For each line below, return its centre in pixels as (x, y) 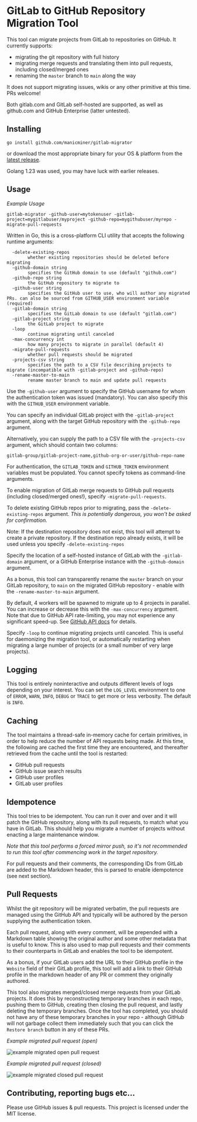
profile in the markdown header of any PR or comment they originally (90, 975)
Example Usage (26, 204)
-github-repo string (37, 278)
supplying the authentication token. (49, 921)
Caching (23, 721)
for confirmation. (27, 520)
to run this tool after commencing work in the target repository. (82, 852)
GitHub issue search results (49, 771)
